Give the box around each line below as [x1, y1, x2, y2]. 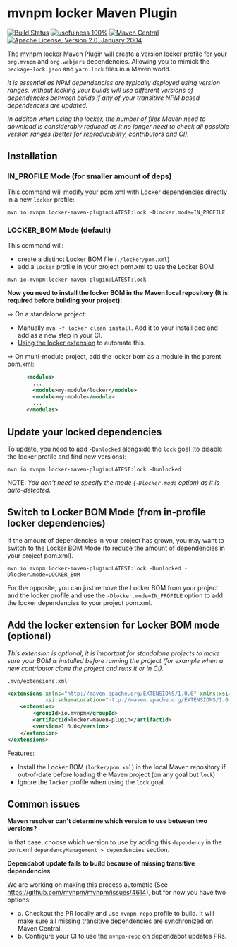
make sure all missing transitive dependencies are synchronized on [17, 917, 214, 925]
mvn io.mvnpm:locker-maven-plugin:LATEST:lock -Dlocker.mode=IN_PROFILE [7, 209, 226, 216]
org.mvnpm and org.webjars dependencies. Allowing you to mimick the [7, 57, 210, 65]
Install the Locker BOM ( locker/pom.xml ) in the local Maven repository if [17, 762, 226, 771]
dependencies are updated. [7, 101, 88, 109]
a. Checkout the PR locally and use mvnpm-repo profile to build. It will [17, 909, 215, 918]
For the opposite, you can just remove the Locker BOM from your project [7, 583, 219, 592]
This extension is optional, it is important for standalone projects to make [7, 649, 220, 658]
